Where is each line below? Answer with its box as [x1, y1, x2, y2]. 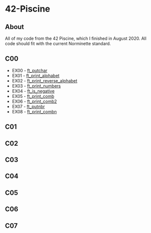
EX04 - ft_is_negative [12, 88, 55, 94]
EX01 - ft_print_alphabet [12, 73, 60, 78]
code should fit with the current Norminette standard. [5, 41, 111, 47]
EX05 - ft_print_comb [12, 93, 55, 99]
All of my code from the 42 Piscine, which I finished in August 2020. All [5, 35, 147, 41]
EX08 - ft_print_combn [12, 109, 57, 114]
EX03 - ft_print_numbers [12, 83, 61, 89]
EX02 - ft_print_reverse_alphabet [12, 78, 78, 83]
